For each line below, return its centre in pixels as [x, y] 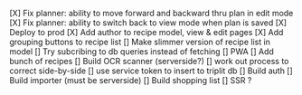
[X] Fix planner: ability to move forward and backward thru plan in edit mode [151, 13]
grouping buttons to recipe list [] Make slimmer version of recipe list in [140, 42]
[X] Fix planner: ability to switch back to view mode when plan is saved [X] [148, 23]
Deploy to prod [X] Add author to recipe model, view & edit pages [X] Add [146, 32]
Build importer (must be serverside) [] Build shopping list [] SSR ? [131, 80]
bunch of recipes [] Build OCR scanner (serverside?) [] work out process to [149, 61]
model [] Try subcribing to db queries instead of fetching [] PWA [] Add [142, 52]
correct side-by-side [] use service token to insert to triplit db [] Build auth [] [151, 71]
